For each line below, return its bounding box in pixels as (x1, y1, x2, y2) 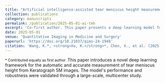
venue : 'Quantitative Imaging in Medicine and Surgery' (5, 35, 122, 40)
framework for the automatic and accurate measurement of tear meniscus (5, 62, 155, 68)
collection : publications (5, 12, 58, 17)
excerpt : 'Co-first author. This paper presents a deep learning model (5, 25, 155, 30)
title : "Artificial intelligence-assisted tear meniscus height (5, 7, 139, 12)
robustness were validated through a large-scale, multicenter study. (5, 72, 142, 78)
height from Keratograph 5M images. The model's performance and (5, 67, 142, 73)
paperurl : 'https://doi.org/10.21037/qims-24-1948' (5, 39, 113, 44)
